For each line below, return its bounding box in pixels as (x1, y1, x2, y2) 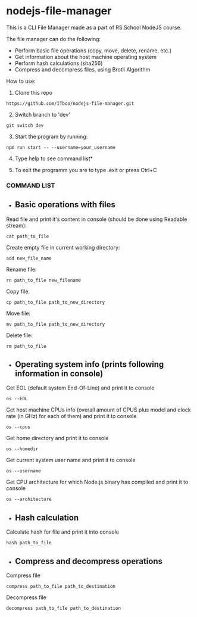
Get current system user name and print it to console (6, 457, 136, 464)
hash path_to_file (6, 540, 52, 546)
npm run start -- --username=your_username (6, 144, 116, 150)
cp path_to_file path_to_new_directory (6, 299, 105, 305)
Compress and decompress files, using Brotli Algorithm (14, 66, 151, 73)
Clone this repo (14, 89, 52, 96)
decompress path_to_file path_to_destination (6, 606, 121, 612)
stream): (6, 222, 27, 229)
